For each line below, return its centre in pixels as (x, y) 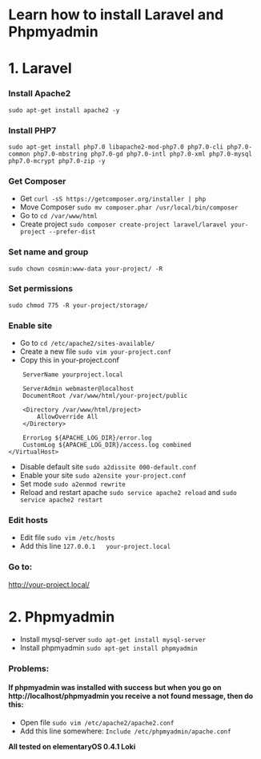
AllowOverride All (68, 417)
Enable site (30, 325)
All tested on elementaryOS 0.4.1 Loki (72, 746)
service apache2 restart (61, 500)
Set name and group (48, 252)
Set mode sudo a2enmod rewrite (72, 484)
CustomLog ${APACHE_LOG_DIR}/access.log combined (107, 445)
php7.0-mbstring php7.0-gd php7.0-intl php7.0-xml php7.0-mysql (143, 154)
